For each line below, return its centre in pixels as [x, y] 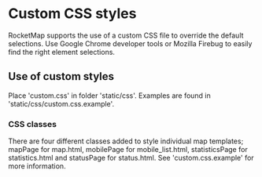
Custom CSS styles [72, 14]
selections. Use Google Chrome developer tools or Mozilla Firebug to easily [130, 43]
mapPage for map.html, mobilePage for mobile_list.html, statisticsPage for [128, 150]
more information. [37, 166]
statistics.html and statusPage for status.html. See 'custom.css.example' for [131, 158]
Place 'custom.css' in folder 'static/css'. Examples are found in [109, 96]
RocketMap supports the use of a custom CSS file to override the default [126, 35]
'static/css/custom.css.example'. [61, 103]
